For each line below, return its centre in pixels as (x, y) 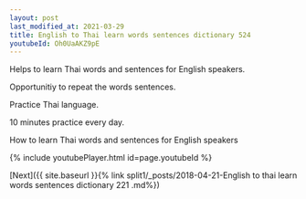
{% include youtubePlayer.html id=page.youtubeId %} (111, 158)
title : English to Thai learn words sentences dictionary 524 (130, 35)
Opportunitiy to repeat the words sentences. (93, 87)
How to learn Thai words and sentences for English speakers (124, 140)
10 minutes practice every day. (67, 122)
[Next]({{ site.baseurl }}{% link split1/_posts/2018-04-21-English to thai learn (153, 175)
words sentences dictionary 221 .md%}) (84, 185)
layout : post (34, 18)
